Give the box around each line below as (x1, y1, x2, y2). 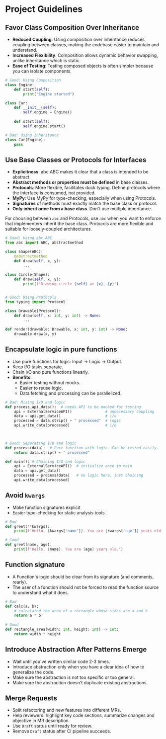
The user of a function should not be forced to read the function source (12, 584, 159, 590)
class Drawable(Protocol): (5, 308, 61, 314)
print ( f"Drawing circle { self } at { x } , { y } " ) (23, 282, 119, 287)
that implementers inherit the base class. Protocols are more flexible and (5, 221, 154, 227)
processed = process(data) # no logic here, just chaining (14, 473, 143, 478)
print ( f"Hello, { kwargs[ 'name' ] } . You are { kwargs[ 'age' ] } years (14, 528, 153, 534)
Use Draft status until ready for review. (12, 723, 92, 729)
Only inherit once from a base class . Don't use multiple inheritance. (12, 206, 153, 212)
